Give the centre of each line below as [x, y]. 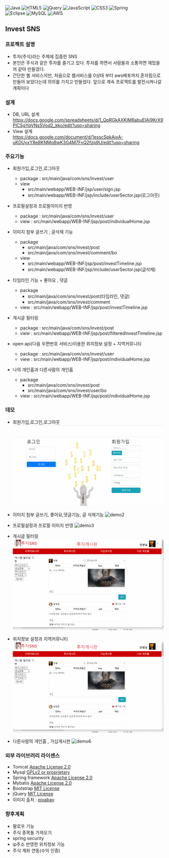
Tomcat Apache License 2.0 [41, 767]
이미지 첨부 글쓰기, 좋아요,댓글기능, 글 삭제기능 [58, 515]
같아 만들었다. [31, 69]
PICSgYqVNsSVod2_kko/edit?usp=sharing [56, 125]
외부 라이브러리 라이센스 [33, 755]
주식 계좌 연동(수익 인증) [36, 850]
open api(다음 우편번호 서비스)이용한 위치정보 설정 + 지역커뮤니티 [77, 344]
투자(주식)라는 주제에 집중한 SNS [45, 56]
